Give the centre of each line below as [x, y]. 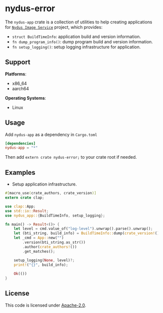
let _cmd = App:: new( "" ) [39, 238]
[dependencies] [20, 143]
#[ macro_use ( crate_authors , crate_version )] [51, 193]
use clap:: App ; [20, 206]
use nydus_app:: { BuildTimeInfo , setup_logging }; [55, 215]
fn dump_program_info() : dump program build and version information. [82, 41]
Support [18, 62]
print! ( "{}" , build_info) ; [41, 265]
